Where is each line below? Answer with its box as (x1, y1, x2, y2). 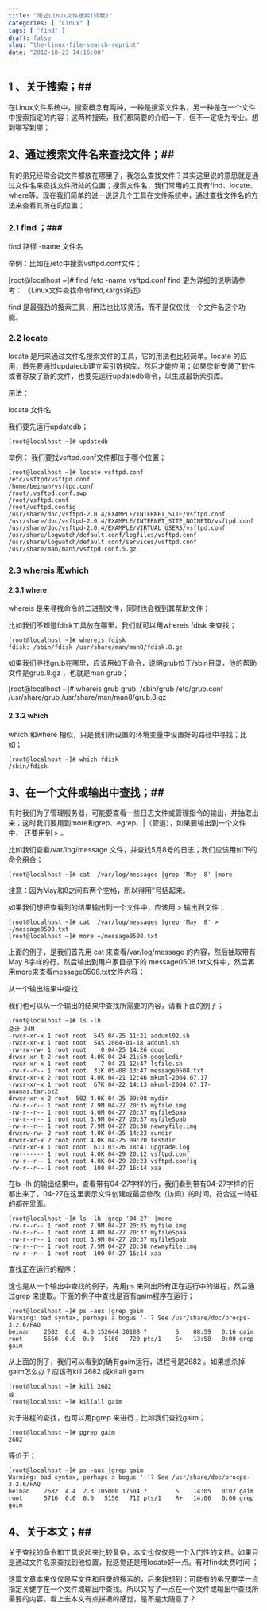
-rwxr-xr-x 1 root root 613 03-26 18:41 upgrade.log (8, 1143, 191, 1152)
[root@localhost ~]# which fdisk (8, 755, 119, 763)
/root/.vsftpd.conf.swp (8, 489, 87, 497)
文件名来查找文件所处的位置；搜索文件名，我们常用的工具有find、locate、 (14, 180, 257, 190)
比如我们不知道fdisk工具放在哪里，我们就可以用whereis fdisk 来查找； (8, 620, 237, 630)
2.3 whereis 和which (8, 565, 89, 576)
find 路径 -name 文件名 (8, 241, 83, 251)
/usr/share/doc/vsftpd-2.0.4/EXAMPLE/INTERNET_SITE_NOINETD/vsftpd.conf (8, 517, 254, 525)
